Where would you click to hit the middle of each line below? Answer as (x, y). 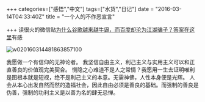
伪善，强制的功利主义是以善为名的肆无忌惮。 (63, 93)
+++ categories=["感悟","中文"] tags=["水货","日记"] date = (80, 9)
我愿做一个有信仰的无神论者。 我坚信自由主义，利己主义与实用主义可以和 (98, 62)
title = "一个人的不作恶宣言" (80, 16)
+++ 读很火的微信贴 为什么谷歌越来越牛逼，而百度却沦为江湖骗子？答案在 (98, 30)
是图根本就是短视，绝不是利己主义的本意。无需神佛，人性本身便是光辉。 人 (101, 77)
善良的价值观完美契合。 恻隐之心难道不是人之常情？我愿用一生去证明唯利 (103, 70)
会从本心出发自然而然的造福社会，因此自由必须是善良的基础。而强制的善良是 (103, 85)
